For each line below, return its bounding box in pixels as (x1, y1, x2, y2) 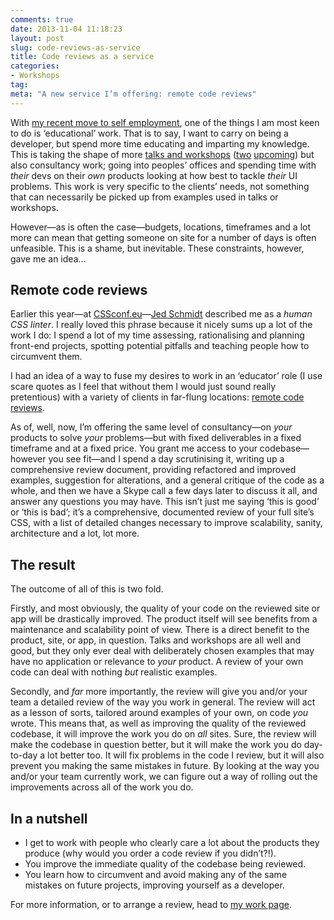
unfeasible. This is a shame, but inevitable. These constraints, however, (10, 242, 305, 254)
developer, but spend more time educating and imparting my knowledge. (10, 137, 310, 150)
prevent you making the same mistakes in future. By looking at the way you (10, 760, 320, 772)
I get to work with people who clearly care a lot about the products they (24, 837, 320, 849)
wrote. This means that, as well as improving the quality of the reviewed (10, 717, 307, 730)
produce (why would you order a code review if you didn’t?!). (24, 847, 277, 860)
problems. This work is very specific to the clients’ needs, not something (10, 180, 310, 192)
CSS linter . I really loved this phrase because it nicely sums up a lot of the (10, 319, 313, 331)
